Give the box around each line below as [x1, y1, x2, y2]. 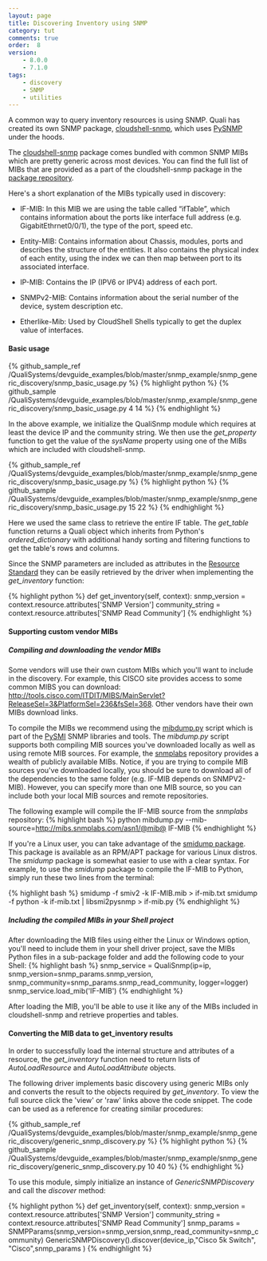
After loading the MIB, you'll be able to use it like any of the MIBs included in [8, 1001, 259, 1011]
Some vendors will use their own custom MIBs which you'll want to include [8, 665, 253, 675]
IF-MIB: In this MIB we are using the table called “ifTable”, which [19, 204, 230, 214]
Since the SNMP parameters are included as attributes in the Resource [8, 559, 241, 569]
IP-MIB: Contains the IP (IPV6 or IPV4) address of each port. [19, 277, 218, 287]
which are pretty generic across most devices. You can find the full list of [8, 157, 249, 166]
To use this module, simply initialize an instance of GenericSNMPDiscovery [8, 1177, 255, 1187]
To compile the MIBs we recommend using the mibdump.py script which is [8, 724, 253, 733]
